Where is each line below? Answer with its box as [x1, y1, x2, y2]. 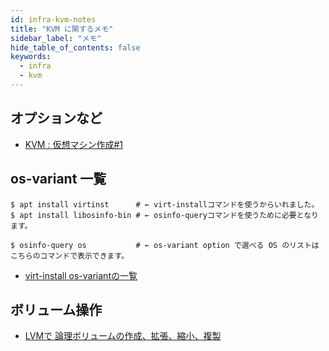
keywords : [10, 52, 52, 62]
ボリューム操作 [10, 301, 103, 318]
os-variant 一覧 [10, 171, 107, 188]
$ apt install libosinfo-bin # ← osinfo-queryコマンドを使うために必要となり [10, 210, 319, 220]
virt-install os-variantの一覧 [24, 269, 138, 281]
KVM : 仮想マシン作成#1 [24, 138, 123, 150]
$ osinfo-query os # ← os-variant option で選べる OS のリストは [10, 240, 320, 250]
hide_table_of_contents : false [10, 42, 141, 53]
